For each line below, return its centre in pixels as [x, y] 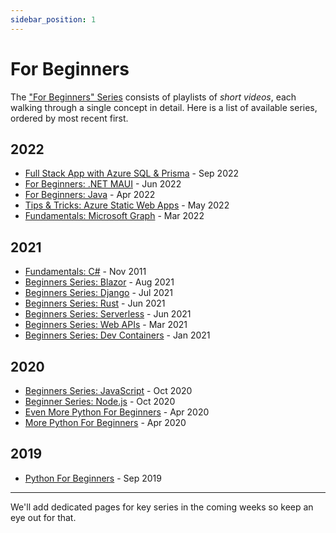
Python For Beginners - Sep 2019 [93, 478]
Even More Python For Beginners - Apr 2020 [117, 412]
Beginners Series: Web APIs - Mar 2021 [106, 325]
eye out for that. [43, 517]
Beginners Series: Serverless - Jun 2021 [108, 314]
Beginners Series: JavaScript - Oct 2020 [108, 390]
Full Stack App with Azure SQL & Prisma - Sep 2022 [132, 173]
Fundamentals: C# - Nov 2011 [85, 272]
